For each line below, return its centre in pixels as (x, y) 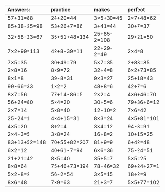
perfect (136, 10)
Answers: (19, 10)
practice (61, 10)
